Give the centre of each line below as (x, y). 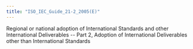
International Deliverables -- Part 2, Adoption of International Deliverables (97, 35)
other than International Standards (48, 41)
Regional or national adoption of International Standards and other (88, 28)
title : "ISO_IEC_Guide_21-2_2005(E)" (53, 12)
